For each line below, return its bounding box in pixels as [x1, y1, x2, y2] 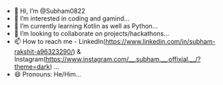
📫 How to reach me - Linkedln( [13, 38, 106, 45]
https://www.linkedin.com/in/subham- [105, 38, 216, 45]
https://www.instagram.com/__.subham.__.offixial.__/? [45, 55, 201, 63]
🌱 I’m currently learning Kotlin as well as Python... [13, 22, 158, 30]
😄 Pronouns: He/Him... [13, 70, 82, 78]
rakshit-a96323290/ [13, 47, 73, 56]
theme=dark [13, 62, 51, 71]
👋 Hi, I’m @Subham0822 [13, 7, 86, 15]
